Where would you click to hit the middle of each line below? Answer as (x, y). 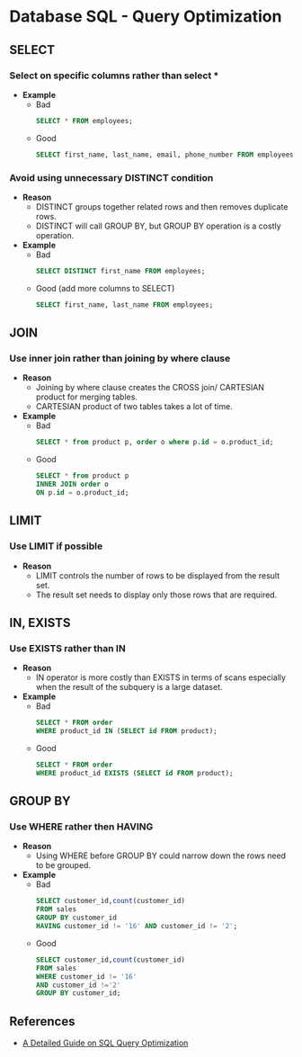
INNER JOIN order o (72, 484)
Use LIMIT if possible (56, 546)
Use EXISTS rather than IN (67, 648)
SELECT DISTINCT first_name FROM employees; (120, 271)
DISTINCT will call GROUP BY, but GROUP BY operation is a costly (158, 226)
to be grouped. (63, 865)
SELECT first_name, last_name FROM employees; (124, 305)
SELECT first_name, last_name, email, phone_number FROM (145, 155)
